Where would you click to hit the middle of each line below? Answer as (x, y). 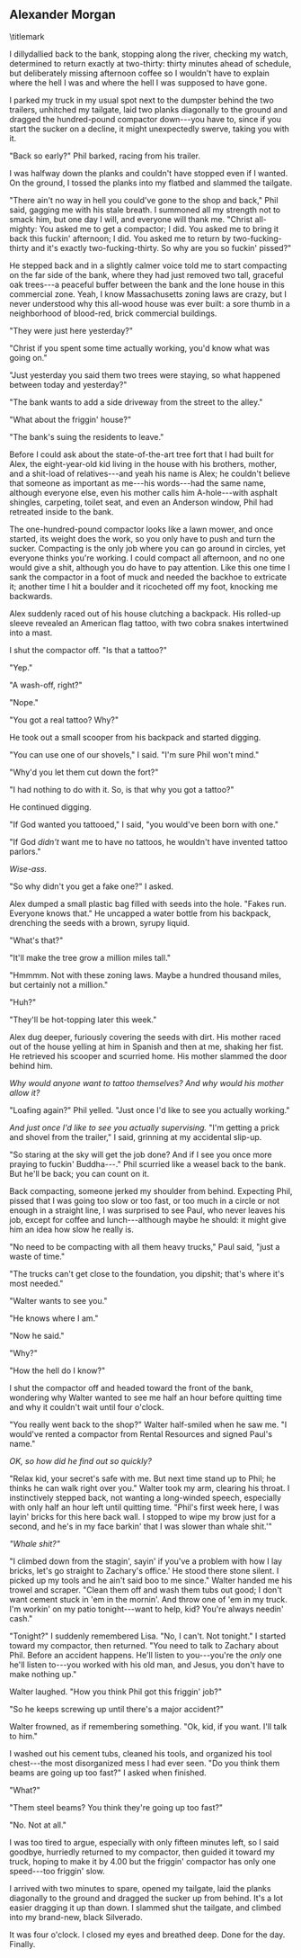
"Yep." (21, 667)
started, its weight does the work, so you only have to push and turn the (142, 538)
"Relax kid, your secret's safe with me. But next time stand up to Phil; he (143, 1478)
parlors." (25, 851)
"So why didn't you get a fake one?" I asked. (91, 886)
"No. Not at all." (38, 1825)
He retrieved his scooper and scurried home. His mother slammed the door (148, 1055)
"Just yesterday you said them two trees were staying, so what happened (145, 375)
